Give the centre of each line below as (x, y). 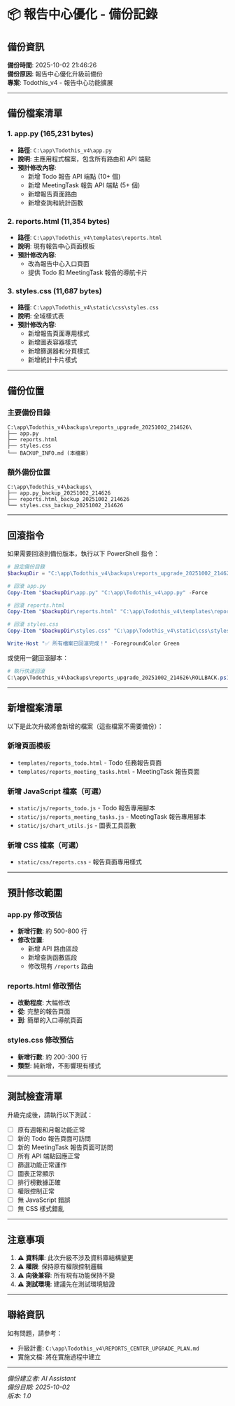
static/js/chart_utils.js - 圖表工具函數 (77, 826)
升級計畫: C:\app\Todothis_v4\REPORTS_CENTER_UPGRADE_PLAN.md (108, 1348)
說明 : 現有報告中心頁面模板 (56, 246)
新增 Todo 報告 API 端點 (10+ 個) (74, 176)
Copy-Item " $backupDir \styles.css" (59, 631)
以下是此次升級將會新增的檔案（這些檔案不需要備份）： (85, 726)
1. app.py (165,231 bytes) (51, 134)
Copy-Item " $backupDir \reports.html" (62, 612)
